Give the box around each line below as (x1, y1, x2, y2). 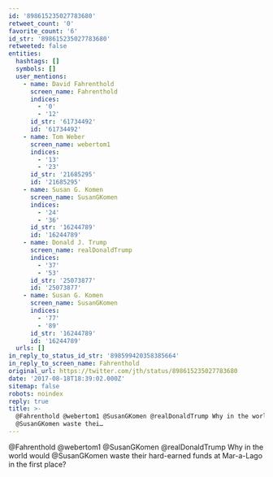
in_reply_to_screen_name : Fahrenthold (8, 359, 140, 368)
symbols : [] (15, 65, 57, 73)
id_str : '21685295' (29, 171, 96, 179)
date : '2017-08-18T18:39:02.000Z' (8, 375, 126, 383)
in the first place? (8, 459, 67, 469)
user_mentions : (15, 72, 67, 80)
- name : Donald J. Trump (23, 239, 107, 247)
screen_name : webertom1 (29, 140, 111, 149)
